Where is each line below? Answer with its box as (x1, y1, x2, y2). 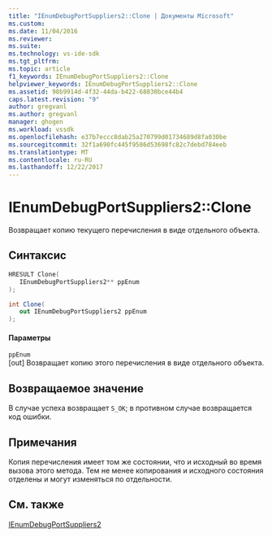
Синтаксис (8, 249, 67, 263)
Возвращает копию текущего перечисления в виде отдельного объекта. (8, 225, 260, 235)
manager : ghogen (8, 118, 63, 126)
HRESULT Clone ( (8, 270, 60, 278)
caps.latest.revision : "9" (8, 95, 100, 103)
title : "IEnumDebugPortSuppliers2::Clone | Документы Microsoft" (8, 11, 234, 20)
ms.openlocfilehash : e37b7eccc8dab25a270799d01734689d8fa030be (8, 133, 227, 141)
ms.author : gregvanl (8, 111, 79, 119)
